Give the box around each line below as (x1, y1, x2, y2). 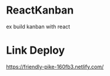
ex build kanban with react (6, 23, 71, 30)
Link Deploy (6, 44, 65, 57)
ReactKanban (6, 4, 74, 17)
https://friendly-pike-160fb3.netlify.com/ (6, 63, 104, 70)
